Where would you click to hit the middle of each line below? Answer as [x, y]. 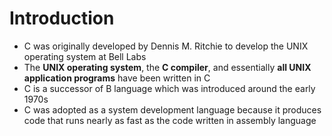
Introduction [62, 18]
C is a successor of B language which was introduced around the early [169, 88]
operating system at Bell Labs [85, 56]
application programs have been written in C [117, 78]
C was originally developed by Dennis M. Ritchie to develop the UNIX [166, 46]
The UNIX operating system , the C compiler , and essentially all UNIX [167, 67]
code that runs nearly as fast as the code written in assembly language [170, 120]
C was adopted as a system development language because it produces [172, 109]
